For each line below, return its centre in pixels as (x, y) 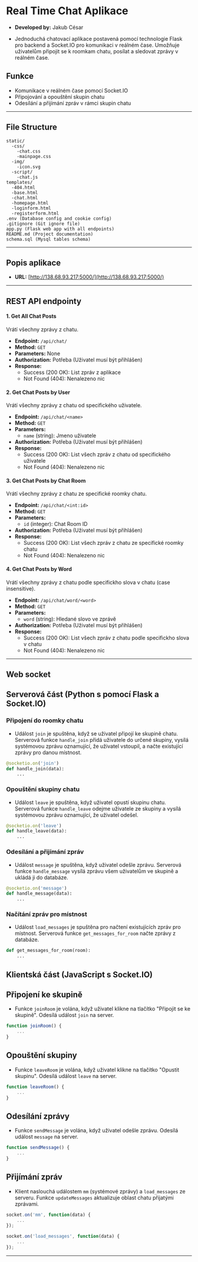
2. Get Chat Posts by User (38, 392)
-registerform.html (35, 213)
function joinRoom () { (34, 1026)
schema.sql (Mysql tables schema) (49, 239)
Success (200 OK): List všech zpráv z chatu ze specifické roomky (103, 543)
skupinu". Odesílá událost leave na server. (65, 1076)
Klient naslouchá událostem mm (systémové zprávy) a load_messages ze (100, 1191)
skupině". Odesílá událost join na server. (64, 1015)
